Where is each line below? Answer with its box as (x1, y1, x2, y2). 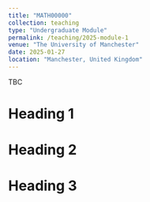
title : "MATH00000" (8, 11, 73, 20)
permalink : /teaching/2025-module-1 (8, 33, 129, 42)
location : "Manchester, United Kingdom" (8, 56, 144, 64)
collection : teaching (8, 19, 80, 27)
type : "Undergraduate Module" (8, 26, 108, 34)
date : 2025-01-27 (8, 48, 66, 56)
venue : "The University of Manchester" (8, 41, 140, 49)
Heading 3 (8, 177, 77, 195)
